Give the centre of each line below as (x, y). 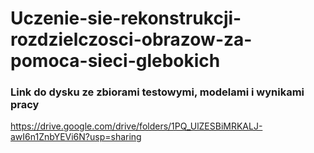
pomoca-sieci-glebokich (115, 61)
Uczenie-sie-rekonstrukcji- (126, 18)
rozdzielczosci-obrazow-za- (131, 39)
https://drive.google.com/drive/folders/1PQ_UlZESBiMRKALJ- (136, 126)
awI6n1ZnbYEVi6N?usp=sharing (76, 137)
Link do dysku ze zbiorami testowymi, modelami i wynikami (157, 92)
